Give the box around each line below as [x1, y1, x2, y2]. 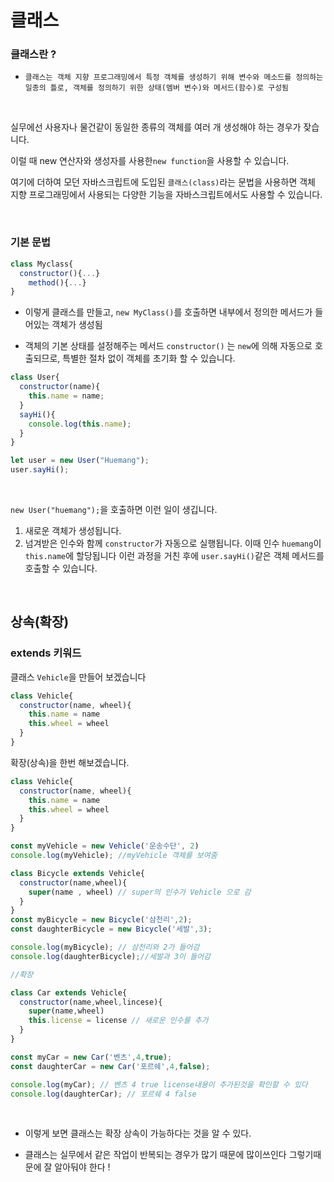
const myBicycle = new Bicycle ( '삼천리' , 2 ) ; [10, 915, 193, 925]
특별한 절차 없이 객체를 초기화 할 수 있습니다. [62, 352, 236, 365]
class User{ [10, 372, 60, 383]
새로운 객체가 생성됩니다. [24, 525, 122, 537]
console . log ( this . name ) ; [28, 419, 132, 429]
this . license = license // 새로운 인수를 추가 [28, 1016, 209, 1026]
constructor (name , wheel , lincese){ [19, 997, 163, 1007]
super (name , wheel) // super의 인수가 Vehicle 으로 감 [28, 887, 252, 897]
